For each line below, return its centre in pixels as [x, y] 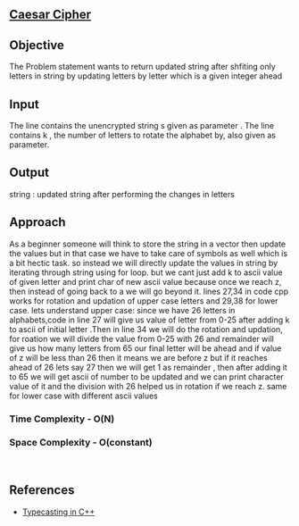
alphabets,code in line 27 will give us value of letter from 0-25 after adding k [149, 320]
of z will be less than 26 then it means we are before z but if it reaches [138, 357]
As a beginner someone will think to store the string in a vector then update [148, 244]
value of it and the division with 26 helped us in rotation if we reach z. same [148, 386]
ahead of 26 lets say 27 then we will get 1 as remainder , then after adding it [148, 367]
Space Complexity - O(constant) [81, 443]
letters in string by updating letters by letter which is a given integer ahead [146, 76]
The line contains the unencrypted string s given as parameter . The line [142, 126]
